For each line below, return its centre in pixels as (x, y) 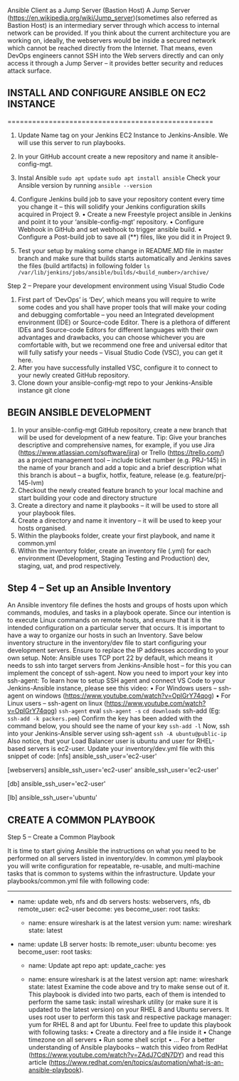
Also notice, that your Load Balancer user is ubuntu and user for (101, 741)
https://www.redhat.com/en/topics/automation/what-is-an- (137, 1063)
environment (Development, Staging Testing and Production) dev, (113, 558)
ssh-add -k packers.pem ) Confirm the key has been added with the (105, 718)
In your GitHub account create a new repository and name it (105, 156)
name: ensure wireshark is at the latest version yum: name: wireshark (130, 923)
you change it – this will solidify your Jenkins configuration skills (112, 206)
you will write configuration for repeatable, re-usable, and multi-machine (114, 866)
